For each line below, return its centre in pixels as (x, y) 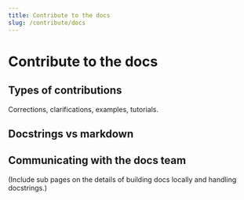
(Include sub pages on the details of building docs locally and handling (122, 179)
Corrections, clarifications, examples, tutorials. (84, 109)
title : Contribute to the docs (59, 15)
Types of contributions (65, 91)
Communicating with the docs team (97, 160)
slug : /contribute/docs (47, 23)
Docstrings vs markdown (71, 134)
